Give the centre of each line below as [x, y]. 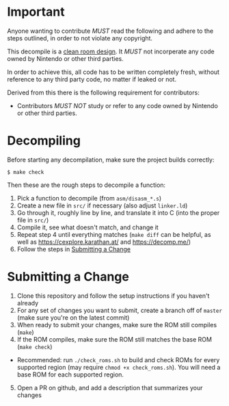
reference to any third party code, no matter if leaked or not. [92, 79]
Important [36, 12]
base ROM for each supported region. [70, 375]
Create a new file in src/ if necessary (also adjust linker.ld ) [102, 205]
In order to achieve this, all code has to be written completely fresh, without [113, 72]
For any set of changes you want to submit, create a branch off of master [119, 310]
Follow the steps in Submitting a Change [74, 249]
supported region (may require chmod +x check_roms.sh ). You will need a [119, 367]
